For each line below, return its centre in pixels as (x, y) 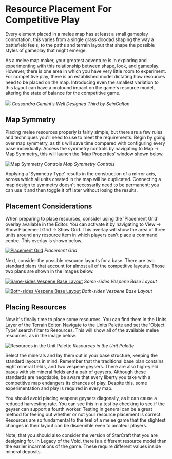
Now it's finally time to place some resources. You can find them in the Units (86, 320)
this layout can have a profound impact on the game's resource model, (80, 87)
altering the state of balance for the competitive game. (63, 93)
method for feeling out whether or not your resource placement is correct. (83, 415)
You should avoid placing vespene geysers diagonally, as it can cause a (81, 398)
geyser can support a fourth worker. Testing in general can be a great (79, 409)
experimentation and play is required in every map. (59, 388)
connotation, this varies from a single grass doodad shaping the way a (80, 39)
